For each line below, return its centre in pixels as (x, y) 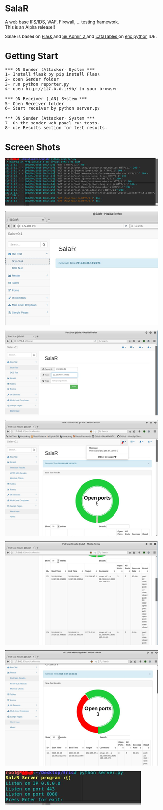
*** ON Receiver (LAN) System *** (46, 98)
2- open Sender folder (32, 79)
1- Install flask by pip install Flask (52, 74)
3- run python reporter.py (37, 84)
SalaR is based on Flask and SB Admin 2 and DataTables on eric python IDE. (81, 36)
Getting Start (32, 56)
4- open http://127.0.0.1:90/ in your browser (61, 89)
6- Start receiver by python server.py (52, 108)
